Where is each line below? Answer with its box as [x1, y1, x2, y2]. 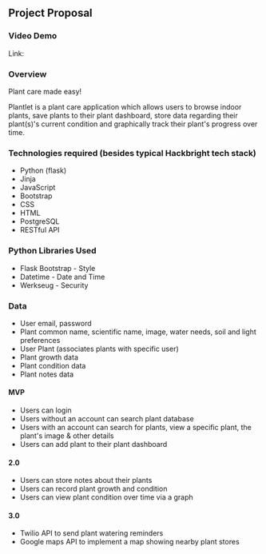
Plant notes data [19, 369, 74, 379]
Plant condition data [19, 361, 86, 370]
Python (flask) [19, 165, 66, 175]
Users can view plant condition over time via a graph [19, 492, 193, 502]
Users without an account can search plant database [19, 414, 194, 424]
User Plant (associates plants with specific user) [19, 344, 180, 353]
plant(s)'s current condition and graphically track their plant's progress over [8, 119, 258, 129]
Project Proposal [8, 6, 93, 20]
